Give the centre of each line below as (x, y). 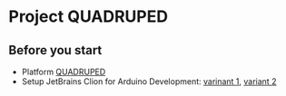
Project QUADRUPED (89, 17)
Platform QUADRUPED (64, 72)
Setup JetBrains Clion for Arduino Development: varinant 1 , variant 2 (149, 82)
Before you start (55, 50)
